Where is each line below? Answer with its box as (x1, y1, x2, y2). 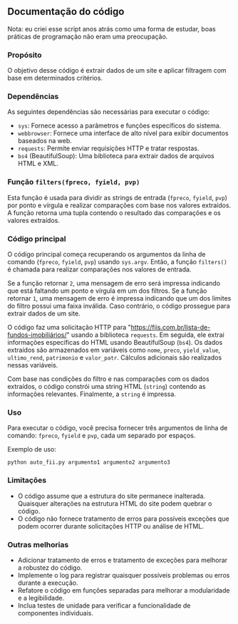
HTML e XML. (17, 160, 58, 168)
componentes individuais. (17, 608, 94, 617)
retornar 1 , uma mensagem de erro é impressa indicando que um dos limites (7, 294, 232, 302)
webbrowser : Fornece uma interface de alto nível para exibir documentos (17, 129, 229, 137)
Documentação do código (7, 6, 125, 18)
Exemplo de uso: (7, 445, 57, 454)
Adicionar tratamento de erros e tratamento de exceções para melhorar (17, 556, 228, 564)
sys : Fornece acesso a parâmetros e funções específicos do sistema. (17, 121, 222, 130)
